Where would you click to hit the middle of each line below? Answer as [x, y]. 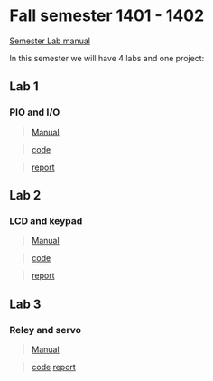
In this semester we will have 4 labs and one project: [107, 58]
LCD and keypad [46, 220]
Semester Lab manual [50, 41]
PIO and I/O [35, 112]
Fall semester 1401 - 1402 [107, 16]
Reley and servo [46, 330]
